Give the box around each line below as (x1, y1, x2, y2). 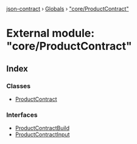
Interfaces (6, 111, 38, 119)
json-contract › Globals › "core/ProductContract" (6, 5, 129, 12)
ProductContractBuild (15, 125, 70, 132)
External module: (6, 27, 95, 40)
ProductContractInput (15, 131, 70, 139)
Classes (6, 81, 31, 90)
